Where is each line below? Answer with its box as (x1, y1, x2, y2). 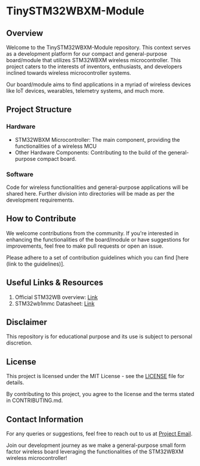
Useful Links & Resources (6, 278, 104, 288)
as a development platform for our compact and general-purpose (6, 50, 168, 57)
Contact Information (6, 414, 84, 424)
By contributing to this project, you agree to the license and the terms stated (6, 391, 195, 398)
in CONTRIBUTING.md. (6, 397, 63, 404)
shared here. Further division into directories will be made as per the (6, 190, 175, 197)
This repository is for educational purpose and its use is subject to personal (6, 333, 193, 340)
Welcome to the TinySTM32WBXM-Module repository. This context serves (6, 44, 191, 51)
